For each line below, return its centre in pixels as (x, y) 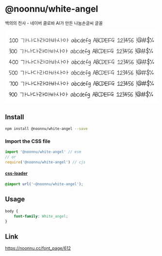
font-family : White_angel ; (41, 216)
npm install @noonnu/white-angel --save (47, 129)
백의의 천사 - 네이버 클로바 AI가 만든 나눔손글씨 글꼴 (54, 23)
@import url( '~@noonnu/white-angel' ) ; (44, 184)
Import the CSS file (28, 141)
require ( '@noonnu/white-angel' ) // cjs (45, 162)
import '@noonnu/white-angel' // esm (43, 152)
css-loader (16, 173)
